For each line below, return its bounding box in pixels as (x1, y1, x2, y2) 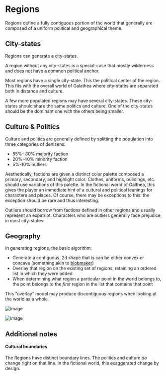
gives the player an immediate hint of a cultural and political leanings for (5, 187, 153, 192)
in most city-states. (5, 217, 45, 223)
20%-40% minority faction (12, 156, 68, 162)
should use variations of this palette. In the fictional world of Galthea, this (5, 182, 155, 188)
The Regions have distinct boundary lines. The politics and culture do (5, 355, 147, 361)
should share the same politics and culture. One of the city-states (18, 103, 153, 109)
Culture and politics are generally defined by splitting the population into (5, 136, 153, 142)
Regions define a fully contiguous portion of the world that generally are (5, 20, 153, 26)
